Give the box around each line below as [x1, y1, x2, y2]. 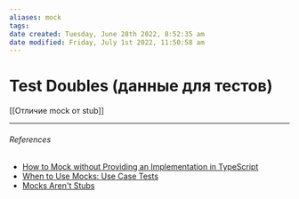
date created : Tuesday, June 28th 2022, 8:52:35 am [9, 29, 205, 38]
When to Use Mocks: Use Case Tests [21, 171, 158, 182]
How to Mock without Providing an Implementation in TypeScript [21, 162, 259, 172]
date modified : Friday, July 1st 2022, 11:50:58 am [9, 37, 205, 47]
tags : [9, 21, 29, 30]
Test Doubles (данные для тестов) [9, 76, 273, 96]
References [9, 134, 52, 145]
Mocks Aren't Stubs [21, 180, 95, 191]
